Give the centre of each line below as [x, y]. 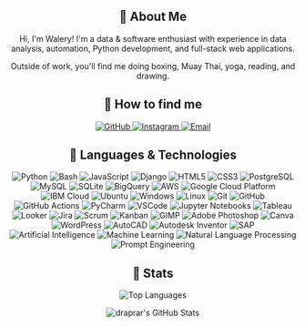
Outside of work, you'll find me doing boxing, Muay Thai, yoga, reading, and [153, 66]
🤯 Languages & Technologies [153, 155]
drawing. [153, 76]
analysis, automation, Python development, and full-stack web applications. [153, 48]
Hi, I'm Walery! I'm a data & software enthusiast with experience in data [153, 38]
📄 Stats [153, 273]
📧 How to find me [153, 104]
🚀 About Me [153, 17]
